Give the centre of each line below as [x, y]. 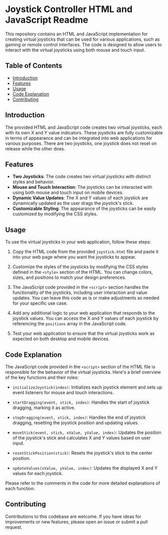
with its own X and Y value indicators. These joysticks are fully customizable [84, 132]
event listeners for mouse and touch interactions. [63, 393]
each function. [20, 488]
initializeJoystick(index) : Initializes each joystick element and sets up [87, 387]
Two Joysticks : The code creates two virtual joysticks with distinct [82, 177]
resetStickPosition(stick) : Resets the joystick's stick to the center [82, 453]
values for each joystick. [38, 473]
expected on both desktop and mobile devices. [61, 339]
